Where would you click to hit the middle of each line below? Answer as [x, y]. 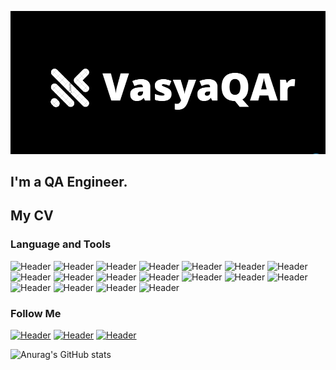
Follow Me [36, 313]
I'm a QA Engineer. [69, 181]
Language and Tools [61, 244]
